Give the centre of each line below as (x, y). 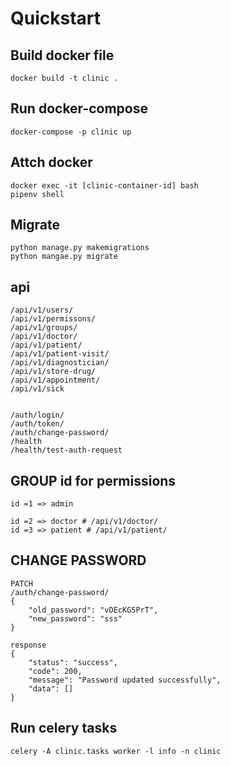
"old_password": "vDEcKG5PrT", (93, 610)
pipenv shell (37, 194)
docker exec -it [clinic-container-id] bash (104, 185)
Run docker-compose (79, 108)
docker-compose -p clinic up (71, 132)
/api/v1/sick (37, 389)
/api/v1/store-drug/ (53, 372)
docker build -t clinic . (64, 78)
